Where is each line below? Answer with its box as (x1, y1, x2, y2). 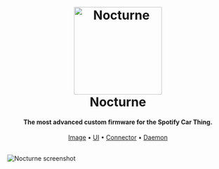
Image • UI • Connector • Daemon (67, 133, 168, 142)
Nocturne (89, 94, 147, 110)
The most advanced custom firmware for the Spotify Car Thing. (23, 118, 213, 126)
